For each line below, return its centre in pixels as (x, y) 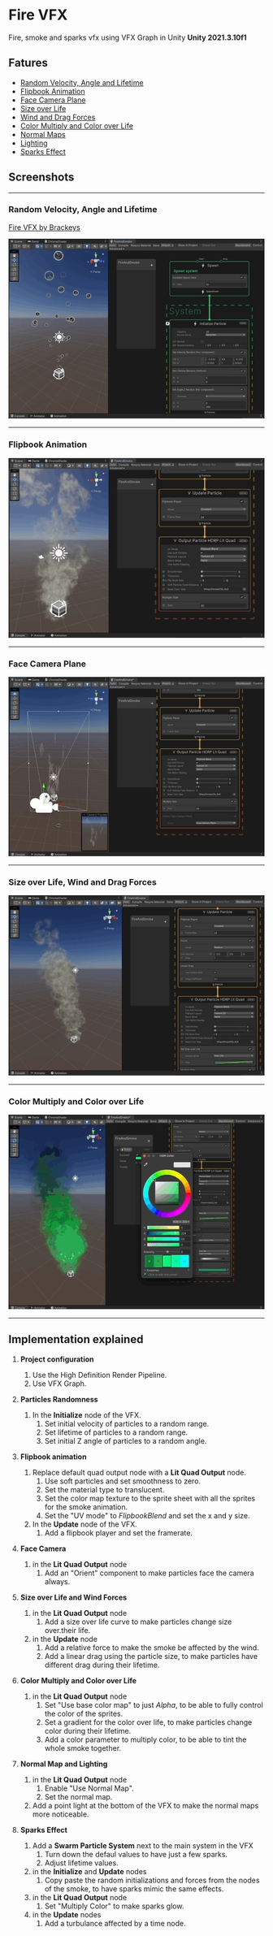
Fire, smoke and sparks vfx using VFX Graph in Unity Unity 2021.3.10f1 (128, 37)
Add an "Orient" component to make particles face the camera (149, 1573)
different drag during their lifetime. (102, 1665)
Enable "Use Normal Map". (89, 1788)
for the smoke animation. (86, 1507)
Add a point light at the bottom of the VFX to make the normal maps (145, 1805)
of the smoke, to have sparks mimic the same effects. (134, 1888)
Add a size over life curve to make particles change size (138, 1622)
